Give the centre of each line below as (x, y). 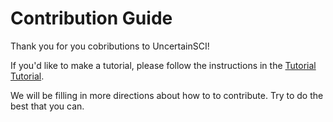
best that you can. (47, 106)
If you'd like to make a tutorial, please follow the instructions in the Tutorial (163, 65)
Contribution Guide (91, 18)
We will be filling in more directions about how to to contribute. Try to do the (167, 95)
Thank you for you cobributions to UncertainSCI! (110, 46)
